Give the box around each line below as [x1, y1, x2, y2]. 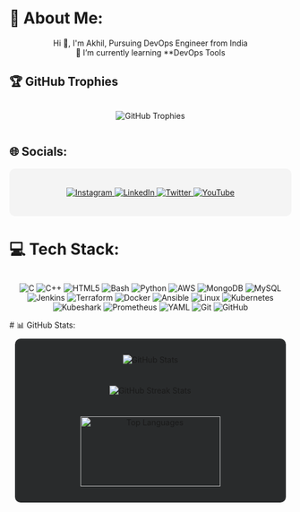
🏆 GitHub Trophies [9, 74, 119, 90]
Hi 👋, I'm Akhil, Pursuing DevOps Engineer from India [53, 38, 248, 48]
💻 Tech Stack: [9, 239, 120, 259]
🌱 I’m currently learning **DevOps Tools [75, 47, 226, 57]
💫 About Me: [9, 8, 104, 29]
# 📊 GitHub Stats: [9, 320, 76, 330]
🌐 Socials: [9, 144, 68, 159]
